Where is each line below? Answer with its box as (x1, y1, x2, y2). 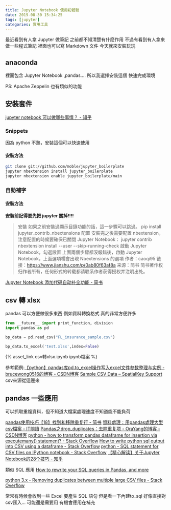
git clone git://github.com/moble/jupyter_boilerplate (5, 164, 125, 169)
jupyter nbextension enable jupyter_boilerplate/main (5, 174, 123, 179)
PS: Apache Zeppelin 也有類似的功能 (5, 83, 82, 90)
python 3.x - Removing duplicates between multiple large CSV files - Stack (5, 477, 162, 483)
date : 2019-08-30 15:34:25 (5, 12, 63, 17)
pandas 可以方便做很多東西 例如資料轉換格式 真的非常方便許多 (5, 310, 137, 316)
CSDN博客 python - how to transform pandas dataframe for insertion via (5, 432, 157, 438)
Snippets (5, 127, 28, 134)
